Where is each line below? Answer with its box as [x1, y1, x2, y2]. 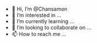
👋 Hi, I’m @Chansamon [11, 6, 68, 12]
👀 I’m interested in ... [11, 12, 62, 19]
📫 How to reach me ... [11, 31, 66, 37]
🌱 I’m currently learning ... [11, 18, 75, 24]
